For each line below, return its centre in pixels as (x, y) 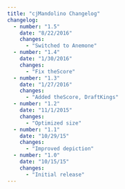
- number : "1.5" (37, 26)
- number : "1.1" (37, 129)
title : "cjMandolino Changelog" (54, 13)
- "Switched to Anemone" (61, 46)
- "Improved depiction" (60, 149)
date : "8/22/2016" (46, 33)
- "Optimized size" (53, 123)
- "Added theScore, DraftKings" (72, 98)
